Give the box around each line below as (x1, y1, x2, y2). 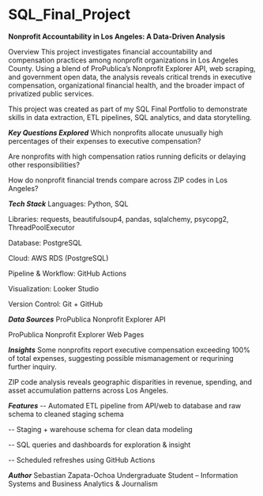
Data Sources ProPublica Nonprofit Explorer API (8, 314, 166, 324)
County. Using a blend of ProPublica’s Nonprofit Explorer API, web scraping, (8, 63, 256, 73)
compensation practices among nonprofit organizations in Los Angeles (8, 55, 239, 65)
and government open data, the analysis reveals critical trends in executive (8, 72, 253, 81)
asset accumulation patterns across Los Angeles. (8, 385, 168, 395)
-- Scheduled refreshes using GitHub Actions (8, 455, 156, 464)
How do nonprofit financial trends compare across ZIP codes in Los (8, 175, 227, 185)
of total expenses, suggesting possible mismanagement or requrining (8, 353, 235, 363)
